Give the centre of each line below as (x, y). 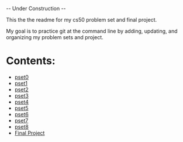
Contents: (31, 61)
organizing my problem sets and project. (55, 37)
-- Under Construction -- (36, 8)
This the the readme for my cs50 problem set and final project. (82, 20)
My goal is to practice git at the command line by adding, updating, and (92, 31)
